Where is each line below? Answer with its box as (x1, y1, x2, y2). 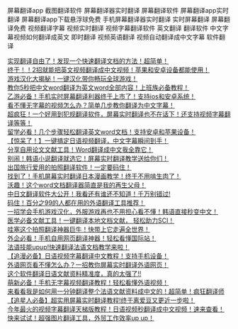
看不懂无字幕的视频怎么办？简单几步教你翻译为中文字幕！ (7, 101, 175, 109)
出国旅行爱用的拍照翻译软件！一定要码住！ (7, 163, 132, 172)
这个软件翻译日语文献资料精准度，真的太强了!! (7, 269, 142, 278)
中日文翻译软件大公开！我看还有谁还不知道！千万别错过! (7, 190, 171, 198)
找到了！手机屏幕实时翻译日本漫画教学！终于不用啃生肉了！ (7, 172, 181, 180)
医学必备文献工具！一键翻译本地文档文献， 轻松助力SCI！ (7, 216, 175, 225)
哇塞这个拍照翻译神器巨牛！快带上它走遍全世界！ (7, 225, 150, 233)
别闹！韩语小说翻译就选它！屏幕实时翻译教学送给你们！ (7, 155, 169, 162)
